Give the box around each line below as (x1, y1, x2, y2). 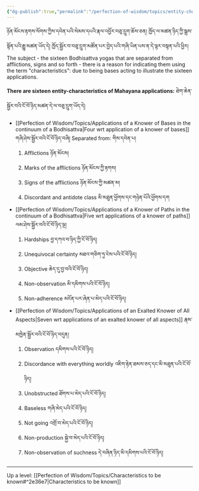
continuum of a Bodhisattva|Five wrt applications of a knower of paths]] (15, 212, 191, 219)
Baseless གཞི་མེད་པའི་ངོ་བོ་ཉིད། (24, 404, 87, 411)
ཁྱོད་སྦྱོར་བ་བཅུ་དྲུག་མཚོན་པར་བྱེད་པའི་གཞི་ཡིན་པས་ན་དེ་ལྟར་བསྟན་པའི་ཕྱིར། (51, 42, 189, 49)
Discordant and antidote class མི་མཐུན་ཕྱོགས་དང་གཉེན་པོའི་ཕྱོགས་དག (24, 193, 170, 201)
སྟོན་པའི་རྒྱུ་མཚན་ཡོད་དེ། (6, 42, 51, 49)
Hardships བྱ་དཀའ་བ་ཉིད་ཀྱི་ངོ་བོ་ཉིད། (24, 236, 97, 243)
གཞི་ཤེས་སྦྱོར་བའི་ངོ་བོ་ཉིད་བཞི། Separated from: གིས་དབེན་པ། (15, 134, 136, 142)
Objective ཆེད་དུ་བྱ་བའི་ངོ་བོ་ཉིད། (24, 265, 89, 272)
